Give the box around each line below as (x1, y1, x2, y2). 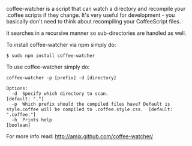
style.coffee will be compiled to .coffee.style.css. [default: (6, 106, 173, 112)
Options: (6, 85, 28, 91)
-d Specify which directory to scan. (11, 91, 109, 97)
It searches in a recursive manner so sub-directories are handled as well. (6, 29, 187, 37)
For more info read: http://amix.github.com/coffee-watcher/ (6, 133, 153, 140)
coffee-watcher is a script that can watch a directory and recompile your (6, 5, 186, 12)
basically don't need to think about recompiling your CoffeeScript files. (6, 18, 181, 25)
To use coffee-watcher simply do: (6, 63, 90, 70)
